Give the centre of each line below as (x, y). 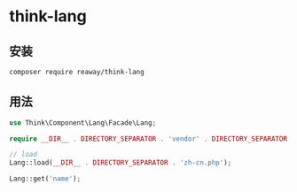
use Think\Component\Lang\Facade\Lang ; (83, 123)
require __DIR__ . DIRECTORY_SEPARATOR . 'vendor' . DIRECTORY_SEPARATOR (148, 139)
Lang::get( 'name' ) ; (45, 179)
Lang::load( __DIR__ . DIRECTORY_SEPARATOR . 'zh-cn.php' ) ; (121, 163)
